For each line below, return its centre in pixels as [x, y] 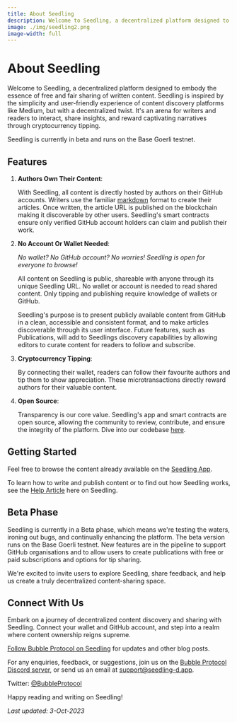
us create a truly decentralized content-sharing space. [87, 581]
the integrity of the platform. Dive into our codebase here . [102, 430]
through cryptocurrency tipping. [54, 126]
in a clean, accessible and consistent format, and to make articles [113, 322]
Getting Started [42, 452]
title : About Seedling [41, 14]
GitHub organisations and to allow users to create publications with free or [116, 552]
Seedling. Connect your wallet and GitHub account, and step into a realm [114, 627]
